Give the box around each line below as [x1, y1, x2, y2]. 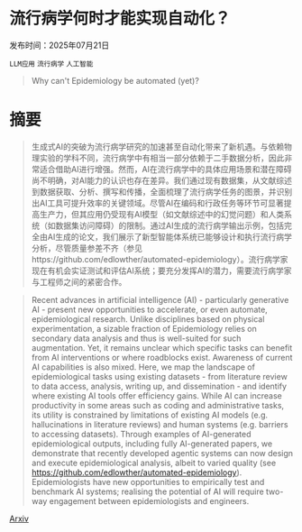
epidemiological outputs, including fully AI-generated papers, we [31, 438, 273, 449]
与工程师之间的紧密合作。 [31, 276, 127, 287]
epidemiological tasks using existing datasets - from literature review [31, 371, 288, 381]
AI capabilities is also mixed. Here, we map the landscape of [31, 362, 255, 372]
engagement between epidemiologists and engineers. [49, 495, 250, 506]
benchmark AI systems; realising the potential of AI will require [31, 486, 264, 497]
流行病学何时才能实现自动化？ [9, 8, 232, 29]
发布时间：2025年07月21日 [9, 40, 110, 50]
